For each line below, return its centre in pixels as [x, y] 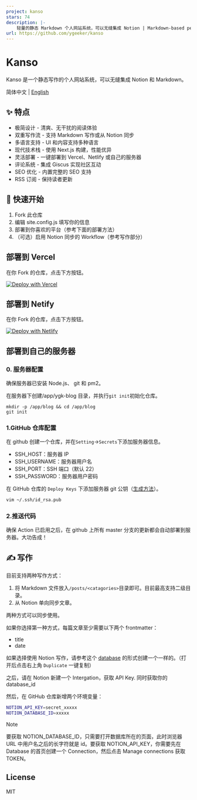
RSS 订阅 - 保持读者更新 [44, 179]
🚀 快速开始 [25, 200]
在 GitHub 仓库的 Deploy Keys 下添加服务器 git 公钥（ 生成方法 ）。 [84, 489]
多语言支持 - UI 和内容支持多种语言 [57, 142]
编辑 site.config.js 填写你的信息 [52, 222]
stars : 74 [18, 17]
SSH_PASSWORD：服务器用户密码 [56, 476]
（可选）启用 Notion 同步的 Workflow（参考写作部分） [80, 236]
